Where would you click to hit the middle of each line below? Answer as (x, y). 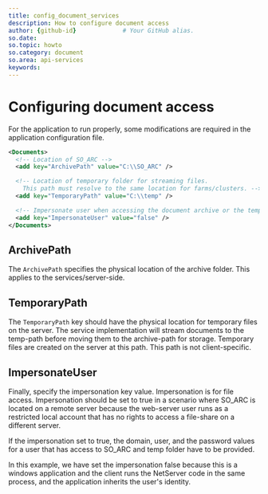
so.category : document (46, 53)
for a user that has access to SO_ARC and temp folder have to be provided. (132, 449)
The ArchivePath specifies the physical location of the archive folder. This (129, 269)
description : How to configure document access (89, 23)
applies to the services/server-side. (67, 278)
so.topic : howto (35, 45)
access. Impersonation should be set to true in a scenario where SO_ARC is (132, 400)
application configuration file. (57, 137)
